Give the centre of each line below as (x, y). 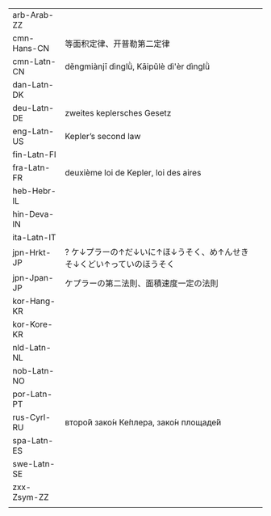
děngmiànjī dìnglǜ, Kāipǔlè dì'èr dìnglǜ (137, 66)
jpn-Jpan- (33, 278)
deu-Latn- (33, 108)
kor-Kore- (33, 324)
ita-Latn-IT (34, 237)
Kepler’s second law (102, 136)
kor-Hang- (34, 301)
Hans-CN (31, 48)
